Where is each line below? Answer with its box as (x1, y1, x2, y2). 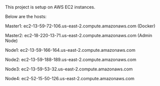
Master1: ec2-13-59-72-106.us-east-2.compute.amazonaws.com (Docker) (5, 23, 156, 29)
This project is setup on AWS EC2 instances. (5, 4, 96, 10)
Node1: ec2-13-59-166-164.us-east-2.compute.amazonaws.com (5, 47, 135, 53)
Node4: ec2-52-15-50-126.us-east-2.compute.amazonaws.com (5, 76, 134, 81)
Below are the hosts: (5, 14, 47, 19)
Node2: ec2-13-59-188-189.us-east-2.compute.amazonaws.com (5, 57, 136, 63)
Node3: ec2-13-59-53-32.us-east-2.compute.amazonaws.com (5, 66, 133, 72)
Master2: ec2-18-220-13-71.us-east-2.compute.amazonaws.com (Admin (5, 33, 153, 38)
